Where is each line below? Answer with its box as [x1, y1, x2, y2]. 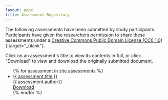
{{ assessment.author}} [12, 79, 62, 85]
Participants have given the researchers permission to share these [5, 32, 145, 38]
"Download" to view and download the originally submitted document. [5, 58, 154, 64]
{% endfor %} [12, 89, 43, 95]
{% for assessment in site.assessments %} [12, 67, 103, 74]
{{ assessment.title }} [12, 73, 58, 79]
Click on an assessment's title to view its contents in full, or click [5, 52, 141, 59]
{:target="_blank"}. [5, 42, 45, 48]
